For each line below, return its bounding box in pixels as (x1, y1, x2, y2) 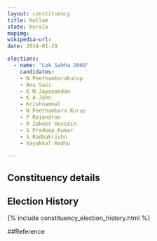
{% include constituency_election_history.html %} (7, 214, 151, 222)
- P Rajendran (20, 114, 61, 121)
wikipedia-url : (7, 36, 52, 43)
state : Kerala (7, 23, 49, 30)
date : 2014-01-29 (7, 43, 58, 50)
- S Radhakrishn (20, 133, 68, 140)
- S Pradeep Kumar (20, 126, 74, 133)
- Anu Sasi (20, 81, 52, 88)
